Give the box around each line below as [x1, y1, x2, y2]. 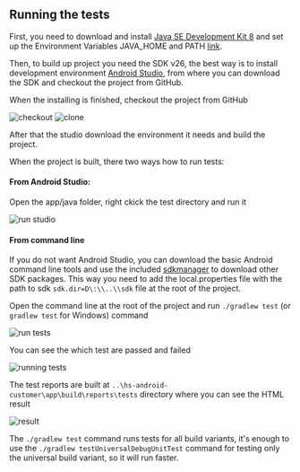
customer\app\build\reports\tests [9, 390, 139, 400]
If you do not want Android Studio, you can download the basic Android [9, 255, 273, 266]
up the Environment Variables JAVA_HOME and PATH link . [9, 40, 223, 51]
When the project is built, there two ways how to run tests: [9, 156, 225, 167]
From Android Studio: [9, 177, 91, 188]
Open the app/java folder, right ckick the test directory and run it [9, 197, 246, 207]
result [9, 398, 31, 409]
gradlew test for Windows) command [9, 310, 149, 321]
